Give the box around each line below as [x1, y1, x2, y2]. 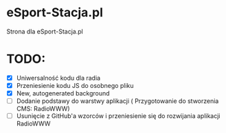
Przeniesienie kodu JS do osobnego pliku [16, 81, 134, 89]
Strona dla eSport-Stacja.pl [6, 27, 83, 35]
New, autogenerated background [16, 89, 111, 97]
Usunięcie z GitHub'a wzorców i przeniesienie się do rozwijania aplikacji [16, 112, 221, 120]
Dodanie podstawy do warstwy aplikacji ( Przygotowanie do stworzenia [16, 97, 219, 105]
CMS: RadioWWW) [16, 104, 70, 113]
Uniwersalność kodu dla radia [16, 74, 101, 82]
